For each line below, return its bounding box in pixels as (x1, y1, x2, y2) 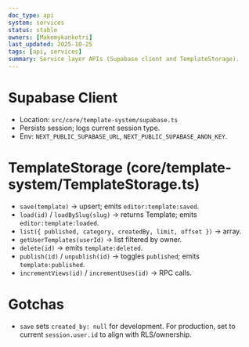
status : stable (8, 26, 58, 34)
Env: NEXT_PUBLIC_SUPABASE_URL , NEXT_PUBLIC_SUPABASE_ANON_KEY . (19, 131, 228, 141)
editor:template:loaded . (19, 218, 99, 227)
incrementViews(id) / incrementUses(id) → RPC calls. (19, 268, 192, 277)
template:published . (19, 259, 85, 269)
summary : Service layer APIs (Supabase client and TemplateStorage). (8, 56, 240, 63)
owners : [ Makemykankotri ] (8, 33, 92, 42)
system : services (8, 19, 65, 27)
